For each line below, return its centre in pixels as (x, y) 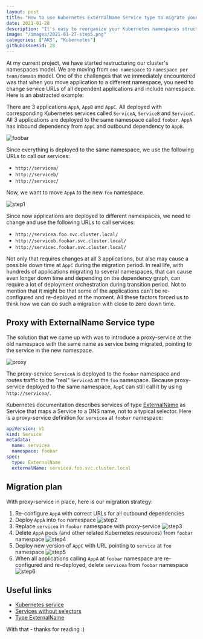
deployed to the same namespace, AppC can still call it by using (104, 386)
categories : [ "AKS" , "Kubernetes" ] (51, 40)
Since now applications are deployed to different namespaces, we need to (98, 216)
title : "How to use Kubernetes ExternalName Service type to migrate (96, 18)
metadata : (19, 440)
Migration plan (34, 487)
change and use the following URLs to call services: (71, 222)
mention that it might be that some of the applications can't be (84, 291)
